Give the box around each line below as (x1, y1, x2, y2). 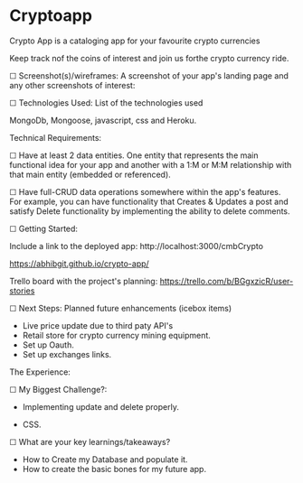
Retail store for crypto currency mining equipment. (22, 330, 211, 340)
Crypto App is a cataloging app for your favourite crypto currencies (9, 35, 260, 46)
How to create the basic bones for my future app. (22, 463, 206, 474)
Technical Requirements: (9, 132, 102, 143)
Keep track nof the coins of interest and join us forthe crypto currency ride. (9, 52, 289, 63)
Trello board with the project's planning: (9, 275, 158, 286)
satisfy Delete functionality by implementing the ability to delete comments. (9, 205, 291, 217)
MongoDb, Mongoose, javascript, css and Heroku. (9, 115, 197, 125)
